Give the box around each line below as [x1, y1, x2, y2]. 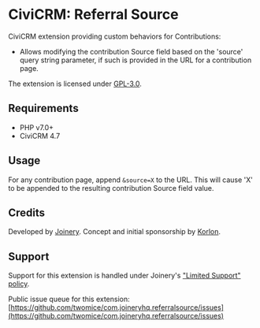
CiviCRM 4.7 [19, 131, 61, 140]
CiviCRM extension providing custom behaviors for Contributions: [8, 32, 221, 41]
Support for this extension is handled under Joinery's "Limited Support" [8, 270, 242, 281]
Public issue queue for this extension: [8, 294, 130, 304]
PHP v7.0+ [19, 122, 54, 132]
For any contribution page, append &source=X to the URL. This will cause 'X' [8, 175, 254, 184]
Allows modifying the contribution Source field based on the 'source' [19, 47, 243, 56]
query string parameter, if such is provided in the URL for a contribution [19, 55, 252, 65]
